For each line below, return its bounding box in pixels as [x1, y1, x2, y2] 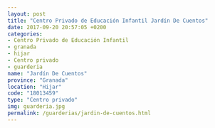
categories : [7, 30, 43, 38]
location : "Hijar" [7, 83, 62, 90]
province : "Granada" [7, 76, 69, 84]
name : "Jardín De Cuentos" [7, 70, 88, 77]
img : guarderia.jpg [7, 103, 65, 110]
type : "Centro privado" [7, 97, 78, 104]
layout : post [7, 10, 46, 18]
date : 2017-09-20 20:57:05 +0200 [7, 23, 107, 31]
